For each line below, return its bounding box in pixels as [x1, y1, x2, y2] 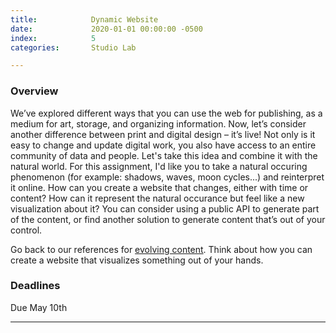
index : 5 [10, 33, 97, 43]
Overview [10, 84, 59, 98]
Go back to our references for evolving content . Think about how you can [10, 243, 313, 255]
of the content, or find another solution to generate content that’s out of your [10, 213, 326, 225]
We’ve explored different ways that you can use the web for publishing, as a [10, 107, 323, 119]
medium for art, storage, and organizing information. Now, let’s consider [10, 117, 307, 130]
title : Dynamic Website [10, 14, 159, 25]
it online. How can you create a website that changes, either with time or [10, 181, 309, 193]
